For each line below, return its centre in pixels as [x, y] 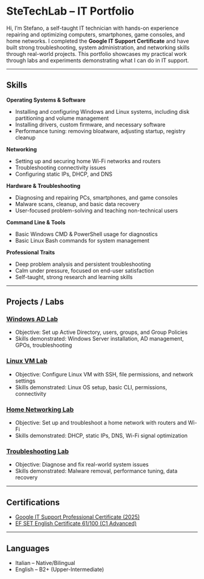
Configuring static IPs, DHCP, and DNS [63, 174]
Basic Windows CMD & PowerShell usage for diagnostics [86, 234]
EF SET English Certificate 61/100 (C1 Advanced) [76, 524]
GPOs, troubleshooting [43, 345]
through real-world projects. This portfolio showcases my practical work [97, 54]
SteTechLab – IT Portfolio [70, 11]
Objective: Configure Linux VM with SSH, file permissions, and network [104, 374]
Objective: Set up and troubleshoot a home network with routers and [101, 423]
